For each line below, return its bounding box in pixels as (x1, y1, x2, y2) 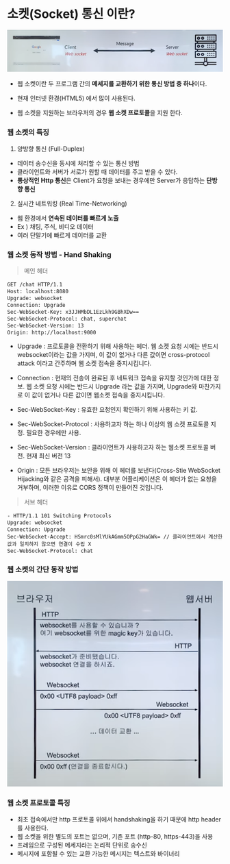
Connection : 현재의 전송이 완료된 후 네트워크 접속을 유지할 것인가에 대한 (16, 373, 212, 382)
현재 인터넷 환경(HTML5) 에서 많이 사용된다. (16, 94, 136, 103)
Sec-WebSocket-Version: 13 (7, 322, 84, 329)
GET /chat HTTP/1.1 (7, 281, 63, 288)
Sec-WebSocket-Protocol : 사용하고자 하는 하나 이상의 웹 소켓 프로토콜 (16, 419, 209, 428)
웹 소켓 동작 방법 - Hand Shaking (7, 249, 112, 259)
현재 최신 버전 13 (26, 452, 71, 460)
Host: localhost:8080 (7, 288, 69, 295)
